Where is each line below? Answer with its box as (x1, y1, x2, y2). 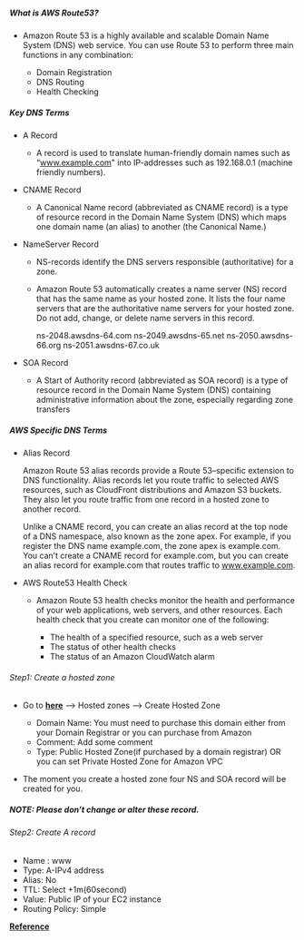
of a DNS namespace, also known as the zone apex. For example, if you (22, 531, 292, 542)
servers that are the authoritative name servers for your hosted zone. (35, 302, 295, 313)
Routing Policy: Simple (22, 903, 107, 914)
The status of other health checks (49, 641, 177, 652)
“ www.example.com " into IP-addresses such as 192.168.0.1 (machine (35, 157, 293, 168)
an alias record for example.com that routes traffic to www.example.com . (22, 559, 296, 571)
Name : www (22, 855, 72, 866)
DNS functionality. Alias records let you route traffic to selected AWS (22, 475, 279, 485)
